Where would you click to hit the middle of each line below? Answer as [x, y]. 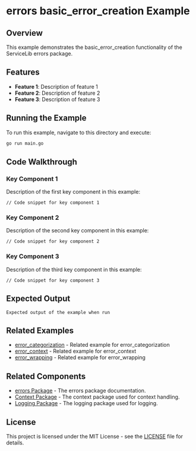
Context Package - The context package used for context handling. [97, 397]
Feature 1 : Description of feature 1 [56, 86]
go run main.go [25, 143]
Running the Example [47, 118]
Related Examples [40, 330]
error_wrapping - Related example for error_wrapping [80, 357]
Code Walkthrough [42, 162]
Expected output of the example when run [58, 312]
